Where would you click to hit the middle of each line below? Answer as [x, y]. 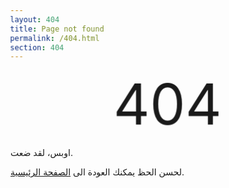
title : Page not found [56, 29]
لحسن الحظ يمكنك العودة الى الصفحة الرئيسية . [97, 172]
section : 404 [36, 47]
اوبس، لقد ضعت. [41, 153]
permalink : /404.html [54, 38]
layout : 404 [34, 19]
